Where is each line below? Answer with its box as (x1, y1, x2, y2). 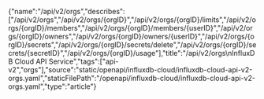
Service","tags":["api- (48, 57, 119, 66)
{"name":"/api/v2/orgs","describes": (8, 7, 125, 16)
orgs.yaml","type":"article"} (8, 82, 97, 91)
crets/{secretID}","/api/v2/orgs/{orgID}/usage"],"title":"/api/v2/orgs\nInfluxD (8, 49, 255, 57)
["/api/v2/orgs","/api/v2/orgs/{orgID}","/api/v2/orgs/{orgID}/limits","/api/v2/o (8, 15, 256, 24)
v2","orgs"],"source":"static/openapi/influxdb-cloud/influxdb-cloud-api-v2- (8, 65, 253, 74)
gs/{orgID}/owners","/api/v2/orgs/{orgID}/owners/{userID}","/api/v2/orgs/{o (8, 31, 255, 41)
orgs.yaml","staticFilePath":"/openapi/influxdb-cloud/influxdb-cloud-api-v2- (8, 74, 256, 82)
